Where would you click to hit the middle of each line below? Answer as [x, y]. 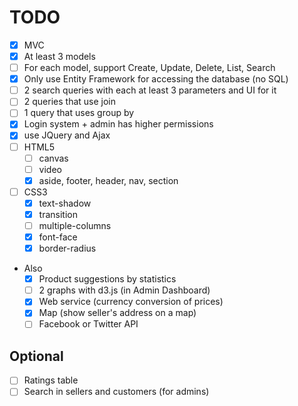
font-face [58, 237]
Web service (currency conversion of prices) [131, 302]
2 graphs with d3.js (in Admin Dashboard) [124, 290]
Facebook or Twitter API [88, 324]
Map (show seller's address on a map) [117, 313]
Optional [36, 356]
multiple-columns [75, 225]
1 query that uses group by [79, 113]
